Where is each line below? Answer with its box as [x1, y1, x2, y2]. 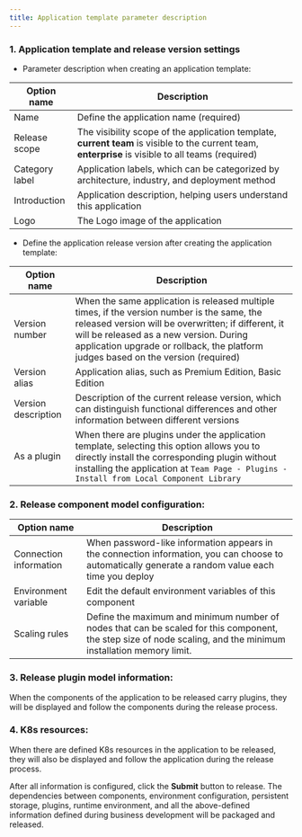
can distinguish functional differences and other [75, 402, 278, 414]
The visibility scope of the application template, [76, 125, 277, 138]
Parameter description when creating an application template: [22, 63, 252, 74]
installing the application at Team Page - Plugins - [75, 462, 288, 475]
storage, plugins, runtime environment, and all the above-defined [9, 799, 250, 810]
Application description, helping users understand [76, 188, 289, 200]
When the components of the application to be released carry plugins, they [9, 691, 288, 702]
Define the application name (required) [76, 111, 241, 123]
